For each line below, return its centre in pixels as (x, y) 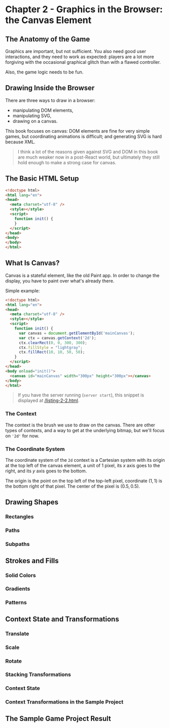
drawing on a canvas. (35, 121)
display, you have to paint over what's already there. (60, 281)
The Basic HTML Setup (42, 179)
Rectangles (20, 517)
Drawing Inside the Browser (50, 88)
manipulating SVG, (32, 115)
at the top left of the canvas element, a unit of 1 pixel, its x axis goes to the (83, 466)
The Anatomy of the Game (48, 39)
